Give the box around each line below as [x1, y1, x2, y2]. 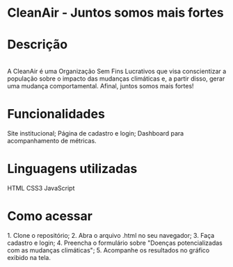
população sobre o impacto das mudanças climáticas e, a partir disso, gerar [7, 74, 225, 83]
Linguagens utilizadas [7, 161, 138, 177]
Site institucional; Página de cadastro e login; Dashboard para [7, 129, 184, 138]
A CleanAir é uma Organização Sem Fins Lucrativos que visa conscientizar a [7, 67, 227, 76]
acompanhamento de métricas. [7, 137, 97, 145]
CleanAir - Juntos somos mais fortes [7, 5, 224, 21]
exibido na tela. [7, 253, 51, 261]
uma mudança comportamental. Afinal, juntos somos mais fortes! [7, 82, 194, 90]
